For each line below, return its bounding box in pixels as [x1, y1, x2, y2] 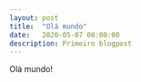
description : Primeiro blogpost [9, 38, 132, 48]
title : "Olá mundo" [9, 22, 88, 31]
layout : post [9, 13, 59, 23]
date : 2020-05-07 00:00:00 [9, 30, 120, 39]
